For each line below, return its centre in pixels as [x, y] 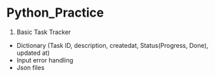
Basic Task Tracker [44, 32]
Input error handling [45, 60]
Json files [30, 67]
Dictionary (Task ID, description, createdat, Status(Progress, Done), [112, 45]
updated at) [33, 53]
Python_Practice [55, 13]
